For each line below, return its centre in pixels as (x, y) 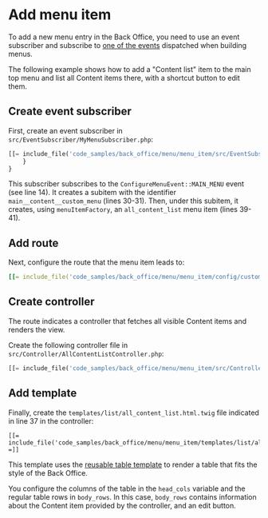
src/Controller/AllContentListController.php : (86, 353)
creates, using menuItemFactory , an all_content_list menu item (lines (123, 209)
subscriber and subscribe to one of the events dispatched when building (128, 45)
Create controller (51, 302)
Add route (33, 243)
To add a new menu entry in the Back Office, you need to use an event (124, 37)
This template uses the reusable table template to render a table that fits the (133, 464)
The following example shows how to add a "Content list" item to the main (130, 69)
